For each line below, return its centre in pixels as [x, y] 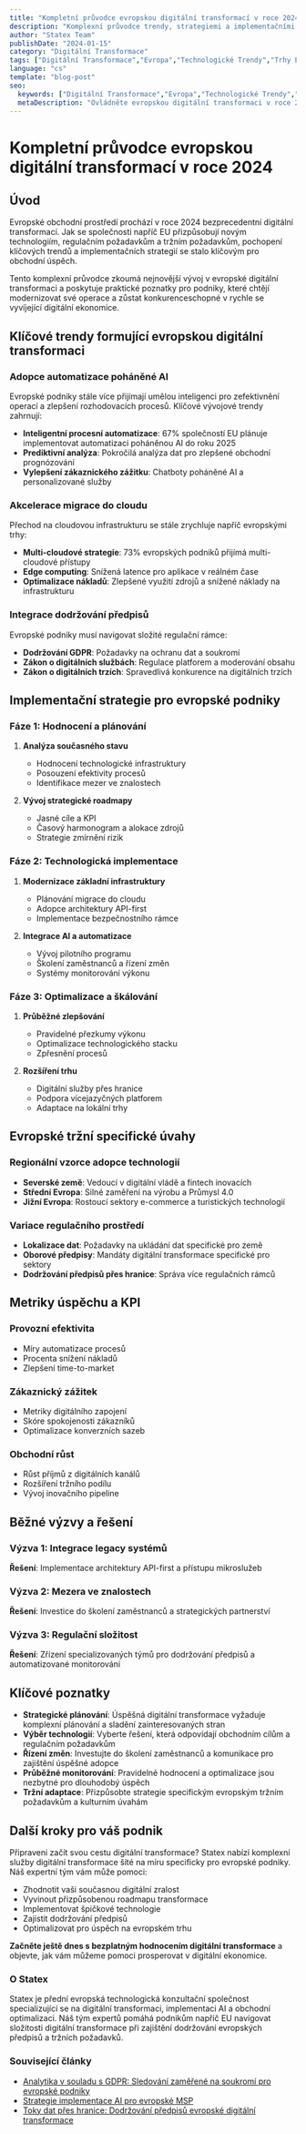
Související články [51, 2061]
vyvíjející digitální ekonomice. [65, 308]
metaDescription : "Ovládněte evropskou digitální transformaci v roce [154, 102]
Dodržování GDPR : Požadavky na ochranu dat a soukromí [131, 652]
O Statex [29, 1979]
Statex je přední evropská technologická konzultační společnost [129, 1999]
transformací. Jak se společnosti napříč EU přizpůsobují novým [128, 232]
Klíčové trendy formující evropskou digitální [137, 337]
